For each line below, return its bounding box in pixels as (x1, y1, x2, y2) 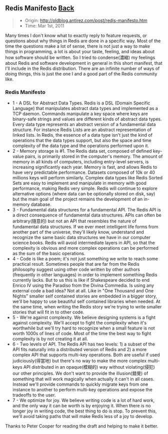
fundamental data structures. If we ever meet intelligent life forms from (12, 224, 158, 230)
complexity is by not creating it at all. (12, 336, 88, 342)
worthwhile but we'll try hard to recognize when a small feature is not (12, 325, 155, 331)
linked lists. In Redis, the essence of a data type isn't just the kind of (12, 132, 152, 138)
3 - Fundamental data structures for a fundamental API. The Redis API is (12, 207, 161, 213)
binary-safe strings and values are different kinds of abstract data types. (12, 116, 162, 122)
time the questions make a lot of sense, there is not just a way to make (5, 43, 150, 49)
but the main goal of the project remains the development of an (12, 196, 143, 202)
